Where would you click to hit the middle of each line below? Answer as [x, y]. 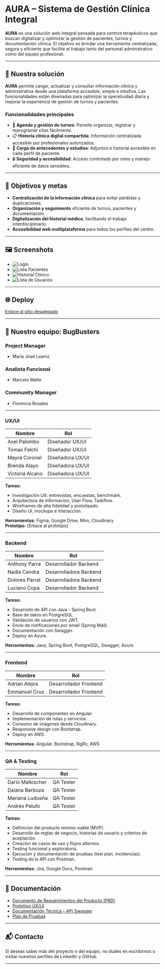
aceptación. [24, 838]
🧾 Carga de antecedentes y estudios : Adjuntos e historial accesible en [84, 148]
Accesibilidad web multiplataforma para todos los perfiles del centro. [83, 229]
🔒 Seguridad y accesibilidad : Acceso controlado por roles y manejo [81, 159]
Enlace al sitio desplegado [31, 312]
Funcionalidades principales [40, 114]
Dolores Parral [24, 580]
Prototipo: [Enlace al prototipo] [37, 526]
